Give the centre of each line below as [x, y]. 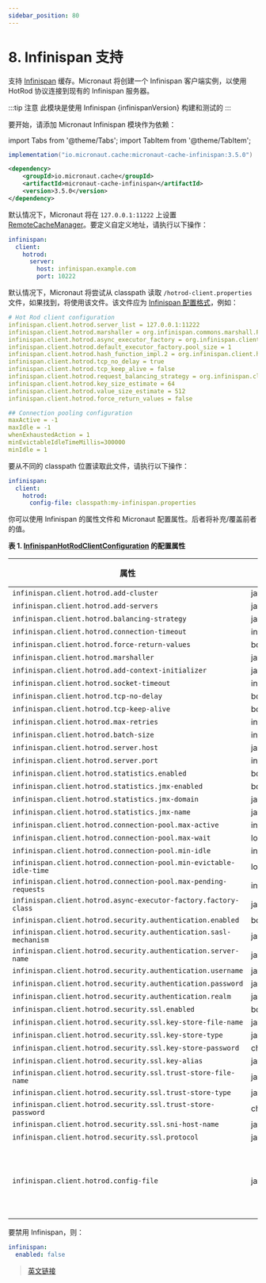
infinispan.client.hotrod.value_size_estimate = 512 [97, 391]
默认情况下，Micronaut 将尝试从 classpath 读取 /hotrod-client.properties [130, 293]
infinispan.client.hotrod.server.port [85, 761]
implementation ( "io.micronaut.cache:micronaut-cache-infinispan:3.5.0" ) [131, 155]
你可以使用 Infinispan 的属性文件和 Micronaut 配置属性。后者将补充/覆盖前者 [133, 519]
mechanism [30, 940]
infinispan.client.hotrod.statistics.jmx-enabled [108, 787]
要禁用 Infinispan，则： [46, 1232]
